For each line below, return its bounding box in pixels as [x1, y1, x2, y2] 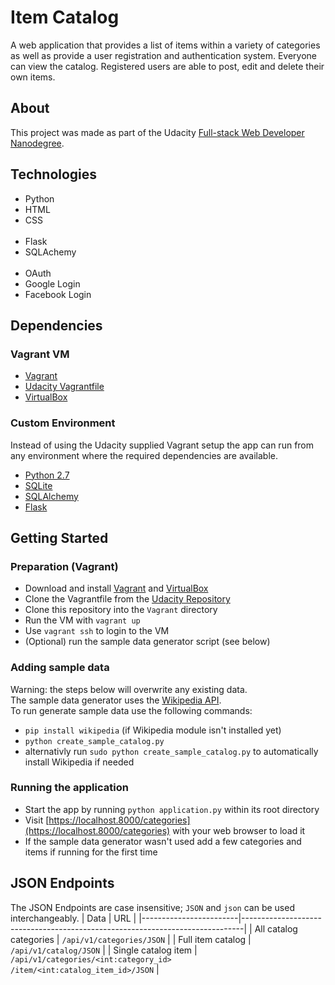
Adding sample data [10, 661, 110, 675]
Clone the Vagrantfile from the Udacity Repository [24, 593, 231, 605]
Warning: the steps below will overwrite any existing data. [10, 683, 248, 695]
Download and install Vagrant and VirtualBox [24, 582, 209, 595]
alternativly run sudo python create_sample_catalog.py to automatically [24, 745, 319, 757]
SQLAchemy [24, 246, 77, 258]
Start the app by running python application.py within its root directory [24, 803, 320, 815]
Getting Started [10, 529, 109, 546]
